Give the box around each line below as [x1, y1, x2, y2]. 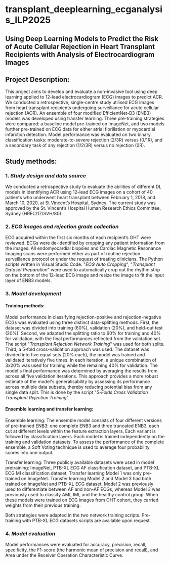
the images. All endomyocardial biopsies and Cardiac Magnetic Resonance [5, 245, 161, 251]
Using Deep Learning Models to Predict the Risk [5, 34, 158, 43]
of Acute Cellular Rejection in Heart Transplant [5, 42, 155, 51]
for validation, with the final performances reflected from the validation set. [5, 335, 162, 342]
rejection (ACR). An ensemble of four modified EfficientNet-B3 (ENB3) [5, 110, 151, 116]
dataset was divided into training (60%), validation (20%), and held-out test [5, 324, 163, 331]
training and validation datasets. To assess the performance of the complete [5, 439, 164, 445]
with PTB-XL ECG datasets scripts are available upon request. [22, 517, 151, 524]
